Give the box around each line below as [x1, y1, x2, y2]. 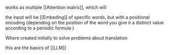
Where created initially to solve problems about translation [5, 35, 128, 41]
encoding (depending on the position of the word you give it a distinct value [5, 20, 164, 25]
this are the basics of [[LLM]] [5, 45, 66, 50]
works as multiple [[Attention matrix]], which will [5, 5, 107, 10]
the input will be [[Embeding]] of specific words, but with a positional [5, 14, 150, 20]
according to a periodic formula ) [5, 25, 74, 31]
